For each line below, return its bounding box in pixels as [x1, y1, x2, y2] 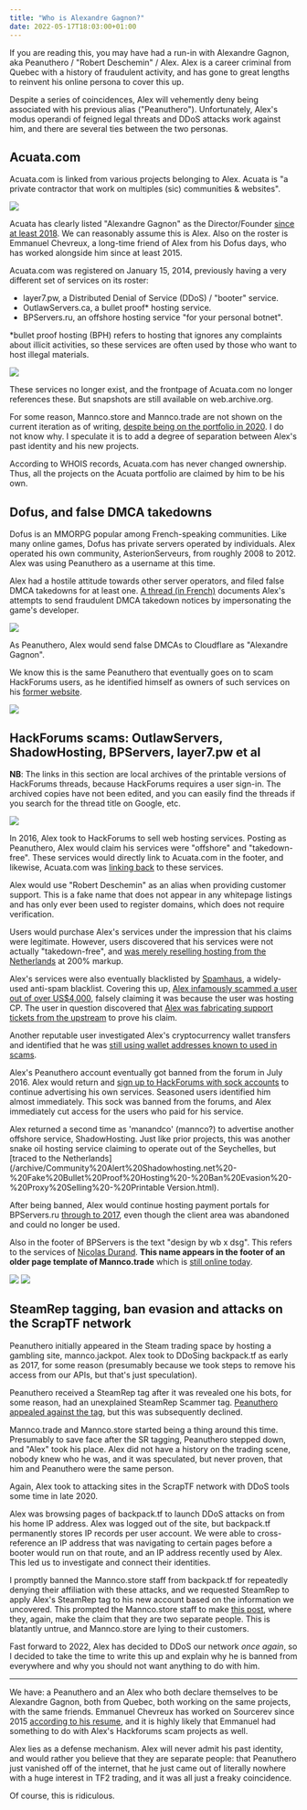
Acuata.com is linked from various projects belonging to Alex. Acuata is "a [9, 174, 289, 185]
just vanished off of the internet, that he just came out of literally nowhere [9, 1762, 286, 1773]
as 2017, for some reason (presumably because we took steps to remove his [9, 1359, 296, 1370]
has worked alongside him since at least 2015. [9, 248, 183, 259]
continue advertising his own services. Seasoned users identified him [9, 1086, 271, 1098]
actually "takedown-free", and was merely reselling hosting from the [9, 946, 267, 957]
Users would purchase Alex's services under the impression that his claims [9, 926, 292, 937]
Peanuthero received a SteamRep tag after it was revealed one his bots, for [9, 1387, 292, 1398]
